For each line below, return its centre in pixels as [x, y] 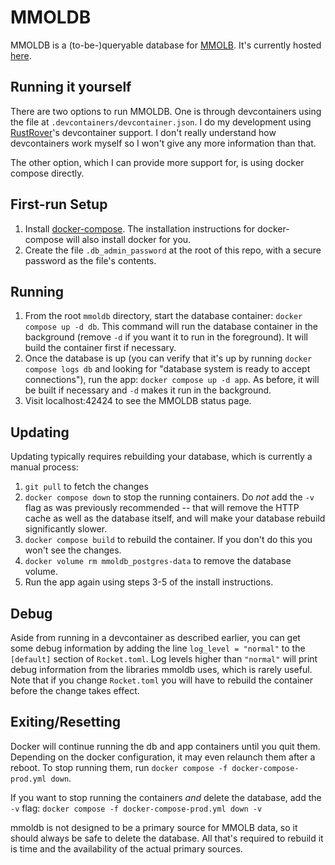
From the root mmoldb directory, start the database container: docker [163, 316]
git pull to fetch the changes [86, 487]
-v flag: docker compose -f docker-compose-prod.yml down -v [136, 808]
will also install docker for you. [128, 239]
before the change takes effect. [75, 690]
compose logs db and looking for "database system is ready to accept [167, 369]
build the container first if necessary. [100, 348]
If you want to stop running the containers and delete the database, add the [166, 797]
